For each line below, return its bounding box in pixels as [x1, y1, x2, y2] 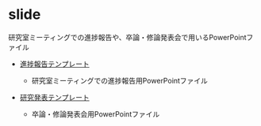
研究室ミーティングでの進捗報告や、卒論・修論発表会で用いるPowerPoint [8, 32, 248, 42]
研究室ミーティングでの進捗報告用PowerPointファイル [31, 76, 209, 85]
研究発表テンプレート [19, 92, 90, 102]
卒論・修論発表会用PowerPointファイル [31, 109, 160, 119]
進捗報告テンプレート [19, 59, 90, 69]
